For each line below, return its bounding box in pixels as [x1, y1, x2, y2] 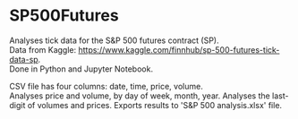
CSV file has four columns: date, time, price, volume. [9, 81, 203, 91]
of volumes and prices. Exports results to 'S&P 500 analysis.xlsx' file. [27, 99, 283, 110]
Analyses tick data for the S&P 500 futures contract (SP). [9, 35, 219, 46]
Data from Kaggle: [9, 44, 77, 55]
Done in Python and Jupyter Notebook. [9, 64, 154, 74]
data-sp [9, 54, 38, 64]
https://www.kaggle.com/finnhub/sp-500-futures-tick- [78, 44, 280, 55]
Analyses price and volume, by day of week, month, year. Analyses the [9, 90, 270, 101]
